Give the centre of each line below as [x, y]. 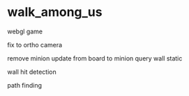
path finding [25, 85]
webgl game [25, 31]
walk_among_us [55, 12]
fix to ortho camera [35, 45]
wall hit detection [32, 72]
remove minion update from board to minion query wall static [95, 58]
